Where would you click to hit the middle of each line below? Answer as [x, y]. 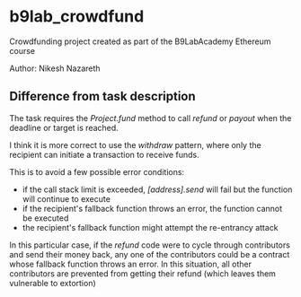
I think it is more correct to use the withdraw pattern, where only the [136, 144]
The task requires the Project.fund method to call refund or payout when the [150, 118]
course [22, 50]
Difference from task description [102, 96]
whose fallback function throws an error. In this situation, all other [130, 264]
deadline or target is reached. [64, 127]
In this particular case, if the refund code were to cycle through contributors [150, 245]
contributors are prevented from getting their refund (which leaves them [143, 273]
